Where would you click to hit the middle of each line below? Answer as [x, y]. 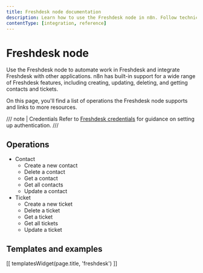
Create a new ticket [48, 204]
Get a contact [41, 179]
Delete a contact [44, 172]
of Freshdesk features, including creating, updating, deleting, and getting [97, 83]
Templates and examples [54, 249]
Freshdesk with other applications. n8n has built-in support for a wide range [101, 76]
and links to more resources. [42, 107]
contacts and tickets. [32, 89]
